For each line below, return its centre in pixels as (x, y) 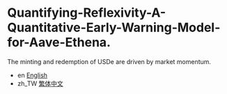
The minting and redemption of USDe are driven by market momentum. (109, 61)
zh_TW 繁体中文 (40, 83)
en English (32, 75)
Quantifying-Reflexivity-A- (87, 13)
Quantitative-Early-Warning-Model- (114, 28)
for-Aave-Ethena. (59, 42)
